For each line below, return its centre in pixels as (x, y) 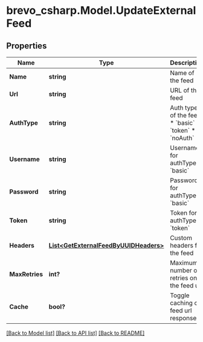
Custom (181, 238)
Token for (184, 213)
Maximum (184, 263)
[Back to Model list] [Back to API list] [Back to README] (76, 333)
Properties (27, 46)
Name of (182, 73)
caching (182, 303)
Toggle (180, 295)
